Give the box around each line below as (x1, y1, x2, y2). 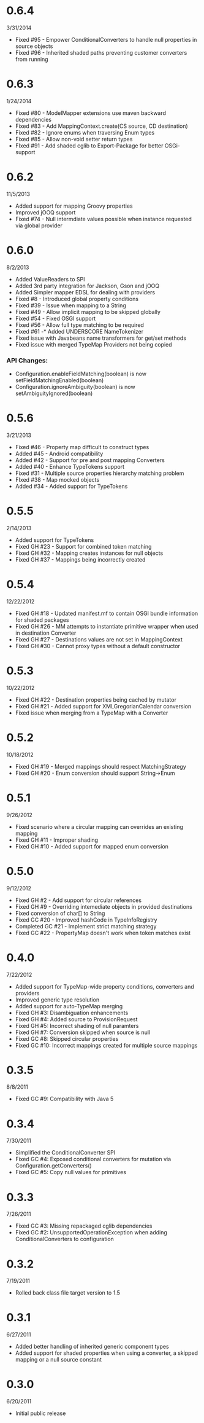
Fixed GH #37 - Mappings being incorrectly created (15, 555, 146, 563)
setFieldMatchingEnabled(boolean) (15, 377, 104, 384)
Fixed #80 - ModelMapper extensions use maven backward (15, 109, 167, 117)
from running (15, 55, 48, 63)
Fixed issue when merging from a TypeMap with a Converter (15, 709, 168, 716)
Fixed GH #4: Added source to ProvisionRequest (15, 1015, 138, 1023)
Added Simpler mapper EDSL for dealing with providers (15, 288, 155, 296)
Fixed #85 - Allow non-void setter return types (15, 135, 133, 143)
